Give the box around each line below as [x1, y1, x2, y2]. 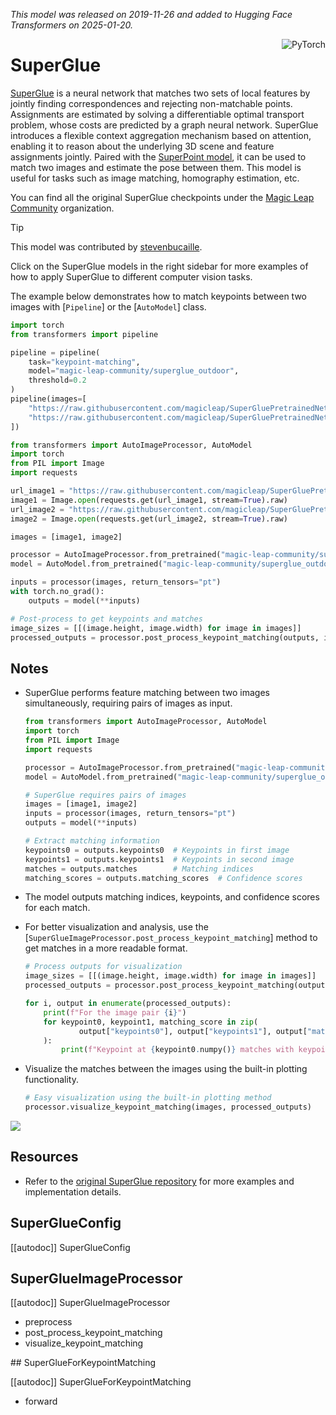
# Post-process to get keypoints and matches [10, 614, 203, 624]
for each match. [24, 902, 91, 914]
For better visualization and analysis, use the [24, 921, 209, 933]
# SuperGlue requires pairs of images [24, 790, 187, 800]
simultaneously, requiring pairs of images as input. [24, 697, 233, 709]
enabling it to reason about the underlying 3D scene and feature [10, 140, 275, 152]
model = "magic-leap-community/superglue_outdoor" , [28, 366, 240, 376]
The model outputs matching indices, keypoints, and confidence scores [24, 891, 320, 903]
